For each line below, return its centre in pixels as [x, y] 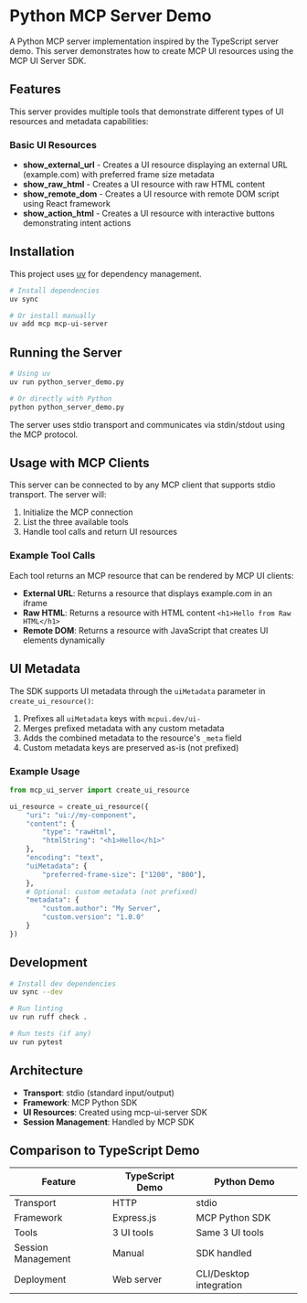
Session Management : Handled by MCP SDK [108, 1122]
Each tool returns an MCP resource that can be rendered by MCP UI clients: [152, 575]
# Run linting [37, 1009]
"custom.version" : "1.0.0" [94, 917]
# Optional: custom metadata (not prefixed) [112, 892]
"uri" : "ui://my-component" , [81, 815]
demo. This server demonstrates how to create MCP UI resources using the [152, 50]
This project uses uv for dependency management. [106, 273]
